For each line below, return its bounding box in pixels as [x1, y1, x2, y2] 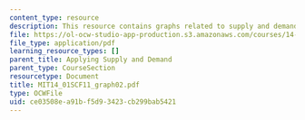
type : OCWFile [9, 88, 64, 97]
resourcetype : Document [9, 72, 100, 81]
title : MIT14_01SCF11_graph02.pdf [9, 80, 141, 89]
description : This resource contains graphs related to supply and [9, 22, 271, 31]
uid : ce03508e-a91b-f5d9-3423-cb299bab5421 [9, 97, 177, 106]
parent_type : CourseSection [9, 64, 116, 73]
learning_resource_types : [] [9, 47, 120, 56]
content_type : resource [9, 13, 100, 23]
